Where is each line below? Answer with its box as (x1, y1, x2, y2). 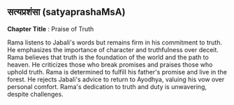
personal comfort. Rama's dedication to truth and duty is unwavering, (7, 82, 207, 90)
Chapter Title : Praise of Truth (7, 24, 94, 33)
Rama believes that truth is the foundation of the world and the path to (7, 53, 210, 61)
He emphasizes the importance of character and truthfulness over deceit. (7, 45, 219, 54)
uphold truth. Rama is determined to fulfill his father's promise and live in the (7, 67, 227, 76)
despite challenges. (7, 90, 64, 98)
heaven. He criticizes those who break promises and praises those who (7, 60, 213, 69)
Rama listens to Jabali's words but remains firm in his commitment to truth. (7, 38, 222, 47)
